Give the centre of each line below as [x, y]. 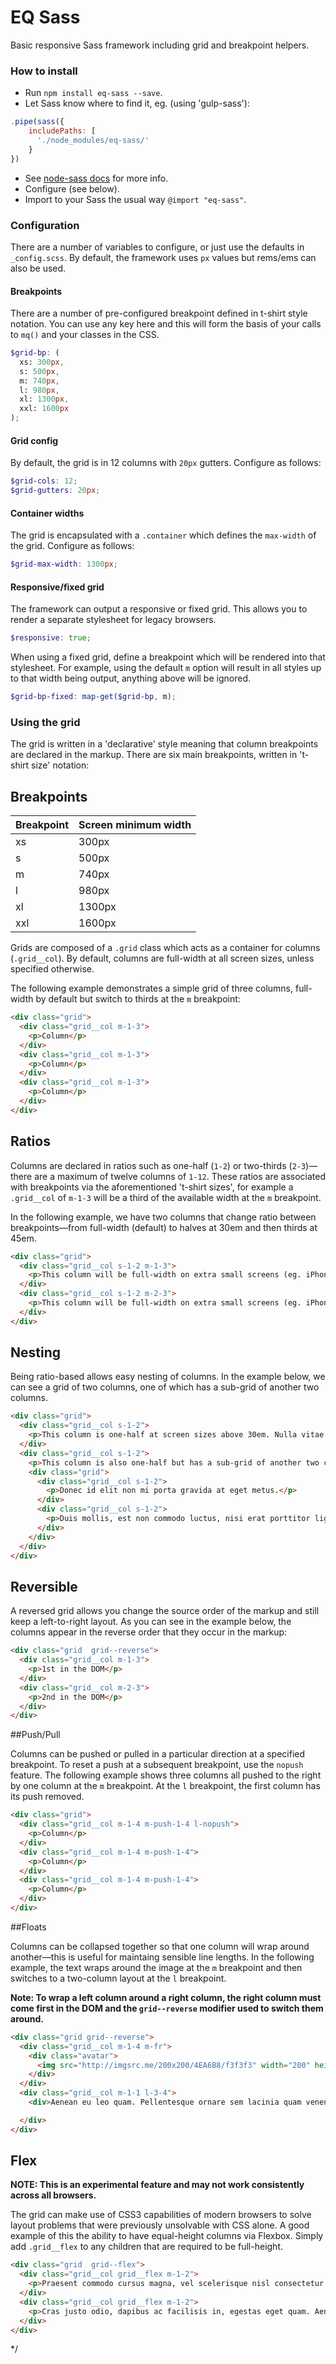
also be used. [38, 268]
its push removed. [47, 1797]
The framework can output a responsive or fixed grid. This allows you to [159, 609]
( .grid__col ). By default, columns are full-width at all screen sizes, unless [162, 958]
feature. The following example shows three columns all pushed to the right [166, 1775]
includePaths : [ [62, 131]
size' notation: [60, 765]
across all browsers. [53, 2195]
